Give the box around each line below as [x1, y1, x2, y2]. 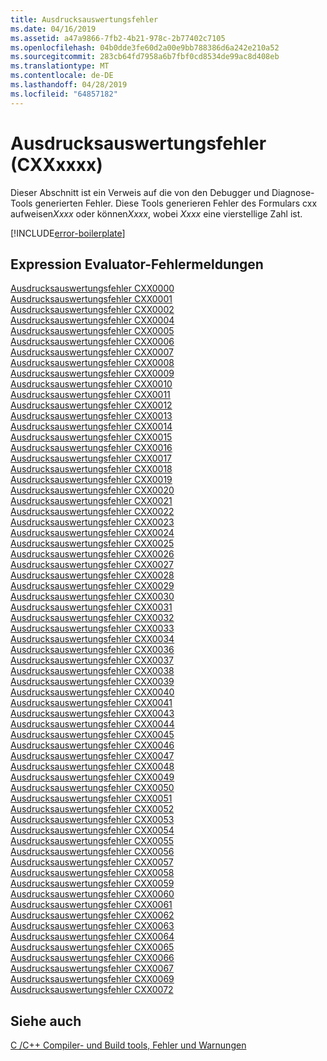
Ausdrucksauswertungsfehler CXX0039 [10, 676, 175, 688]
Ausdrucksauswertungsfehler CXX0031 [10, 601, 173, 613]
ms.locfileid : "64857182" [10, 89, 118, 99]
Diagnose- [271, 186, 315, 198]
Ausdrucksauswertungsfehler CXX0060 [10, 888, 175, 900]
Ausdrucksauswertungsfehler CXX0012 [10, 399, 173, 411]
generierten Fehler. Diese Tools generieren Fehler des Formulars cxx [34, 197, 318, 209]
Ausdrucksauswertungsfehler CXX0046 [10, 739, 175, 751]
